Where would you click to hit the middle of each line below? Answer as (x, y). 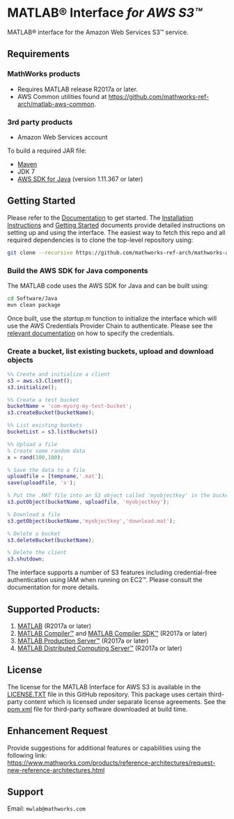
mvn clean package (34, 305)
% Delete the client (37, 553)
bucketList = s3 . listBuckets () (53, 432)
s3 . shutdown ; (26, 559)
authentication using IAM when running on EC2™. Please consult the (105, 580)
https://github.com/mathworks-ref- (159, 96)
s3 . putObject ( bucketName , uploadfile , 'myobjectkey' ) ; (88, 502)
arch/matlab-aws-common (56, 104)
